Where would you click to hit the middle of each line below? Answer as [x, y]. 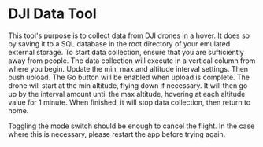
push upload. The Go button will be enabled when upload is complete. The [129, 77]
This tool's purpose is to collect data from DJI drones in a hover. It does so [129, 35]
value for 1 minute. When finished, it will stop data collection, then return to [130, 102]
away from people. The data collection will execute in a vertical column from [132, 61]
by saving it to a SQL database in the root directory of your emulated [119, 43]
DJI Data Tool [52, 14]
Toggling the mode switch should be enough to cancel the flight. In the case [131, 126]
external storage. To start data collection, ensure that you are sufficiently [126, 52]
